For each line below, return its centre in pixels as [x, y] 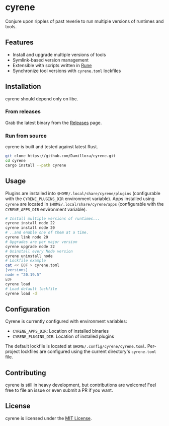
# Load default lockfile [31, 289]
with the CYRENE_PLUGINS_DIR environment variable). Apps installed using [80, 199]
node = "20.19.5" [23, 275]
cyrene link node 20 [27, 237]
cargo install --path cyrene [36, 165]
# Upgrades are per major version [41, 242]
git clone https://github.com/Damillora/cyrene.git [60, 156]
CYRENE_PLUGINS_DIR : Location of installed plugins [63, 336]
